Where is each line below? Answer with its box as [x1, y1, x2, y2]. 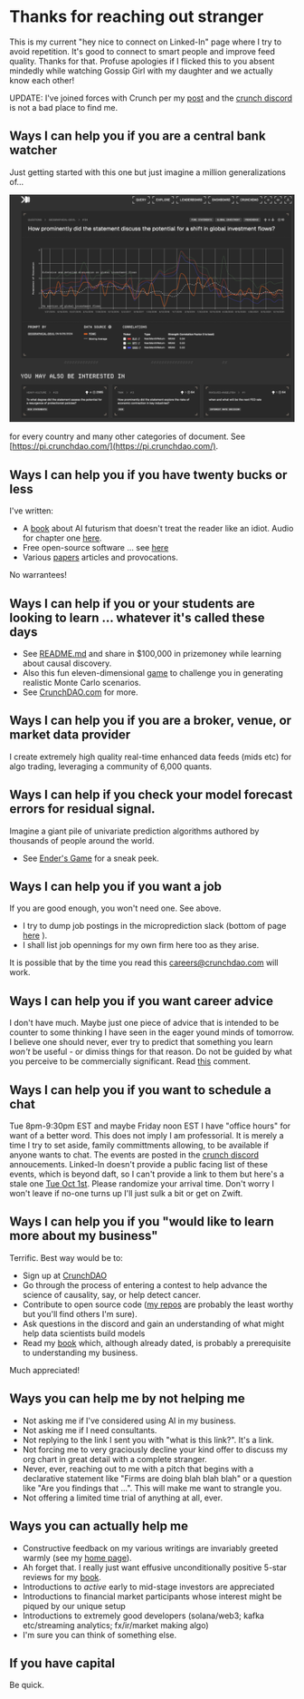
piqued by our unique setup [22, 1600, 127, 1611]
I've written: [9, 505, 54, 516]
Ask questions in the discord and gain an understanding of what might [22, 1318, 285, 1329]
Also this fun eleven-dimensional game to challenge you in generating [22, 668, 283, 678]
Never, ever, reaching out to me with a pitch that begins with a [22, 1463, 254, 1474]
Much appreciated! [9, 1364, 80, 1375]
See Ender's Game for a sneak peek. [22, 853, 160, 864]
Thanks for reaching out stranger [9, 6, 264, 27]
